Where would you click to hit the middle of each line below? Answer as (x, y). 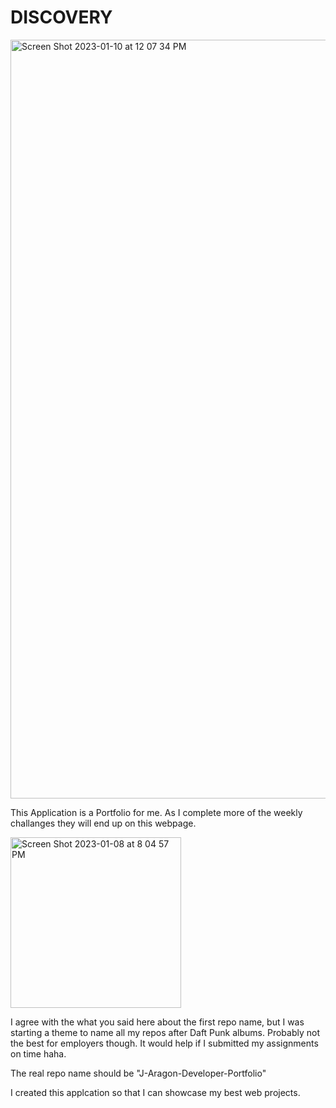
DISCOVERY (61, 17)
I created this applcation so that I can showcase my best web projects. (155, 1092)
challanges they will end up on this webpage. (103, 823)
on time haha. (38, 1053)
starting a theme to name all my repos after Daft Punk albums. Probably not (165, 1032)
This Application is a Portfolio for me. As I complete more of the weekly (156, 812)
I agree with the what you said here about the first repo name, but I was (157, 1022)
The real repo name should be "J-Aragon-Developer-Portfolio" (138, 1073)
